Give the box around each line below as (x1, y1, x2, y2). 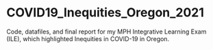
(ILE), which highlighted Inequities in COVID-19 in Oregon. (6, 34, 169, 42)
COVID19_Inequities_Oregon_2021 (6, 5, 205, 21)
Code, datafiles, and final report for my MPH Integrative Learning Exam (6, 27, 207, 36)
